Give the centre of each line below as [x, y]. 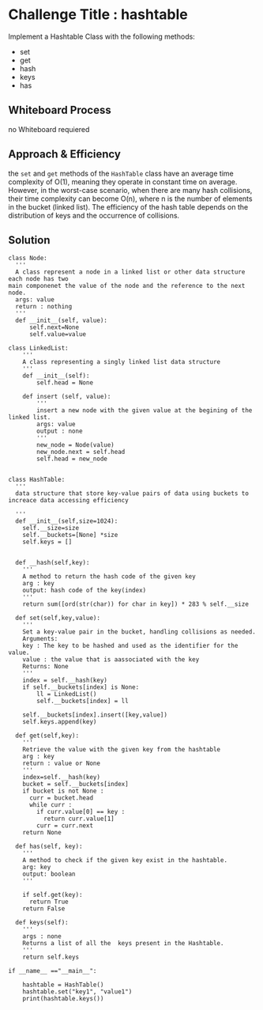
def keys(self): [42, 923]
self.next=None [54, 327]
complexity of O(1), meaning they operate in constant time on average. [123, 182]
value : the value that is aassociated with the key [111, 660]
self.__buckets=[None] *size [70, 535]
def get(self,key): [47, 736]
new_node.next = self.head [81, 452]
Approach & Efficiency [64, 155]
